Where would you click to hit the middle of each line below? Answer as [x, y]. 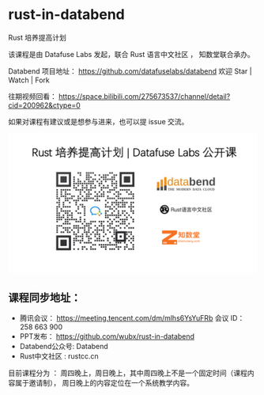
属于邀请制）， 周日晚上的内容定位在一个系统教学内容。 [104, 383]
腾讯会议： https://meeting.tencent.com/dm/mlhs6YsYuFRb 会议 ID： [132, 318]
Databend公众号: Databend [64, 347]
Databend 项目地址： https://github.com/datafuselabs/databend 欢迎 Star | [130, 71]
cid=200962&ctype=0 [44, 105]
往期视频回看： [32, 96]
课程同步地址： [45, 297]
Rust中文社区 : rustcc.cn [59, 356]
